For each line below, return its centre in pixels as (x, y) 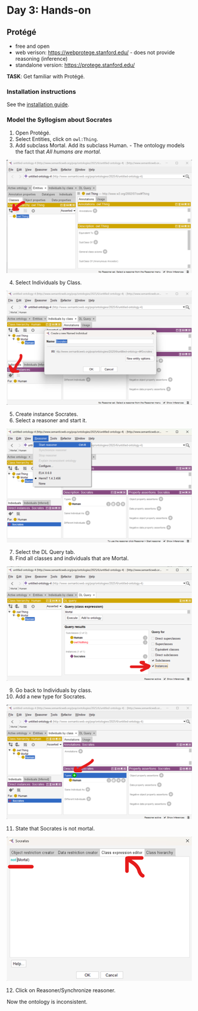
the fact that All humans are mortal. (58, 152)
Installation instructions (41, 91)
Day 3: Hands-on (49, 10)
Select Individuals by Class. (48, 282)
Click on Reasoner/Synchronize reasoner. (66, 990)
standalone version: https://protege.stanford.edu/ (75, 65)
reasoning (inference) (41, 59)
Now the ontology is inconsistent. (47, 1002)
